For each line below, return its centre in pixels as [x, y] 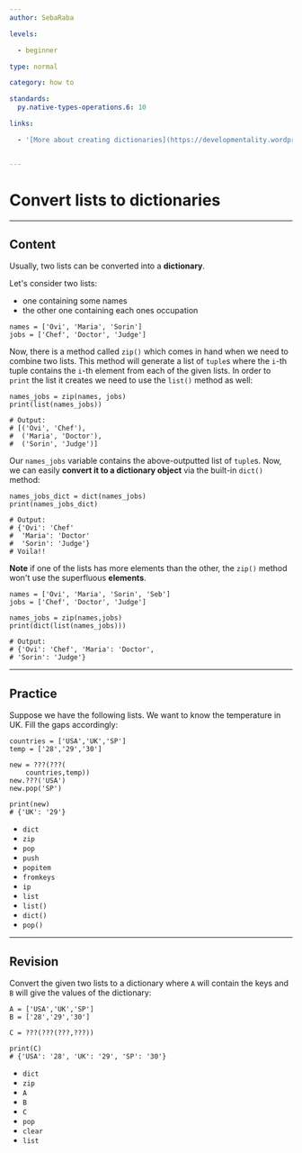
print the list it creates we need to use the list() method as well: [131, 380]
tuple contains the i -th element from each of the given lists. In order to [140, 371]
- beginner [38, 50]
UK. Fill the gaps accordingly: [64, 725]
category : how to [42, 83]
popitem [36, 868]
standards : [30, 99]
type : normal [34, 67]
